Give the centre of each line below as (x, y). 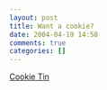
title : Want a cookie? (52, 26)
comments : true (38, 43)
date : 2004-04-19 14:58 (54, 34)
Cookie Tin (29, 76)
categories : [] (38, 51)
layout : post (34, 18)
